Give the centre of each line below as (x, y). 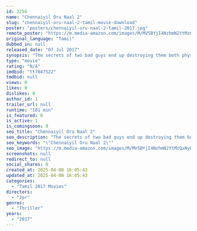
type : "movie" (23, 61)
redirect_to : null (28, 159)
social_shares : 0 (27, 165)
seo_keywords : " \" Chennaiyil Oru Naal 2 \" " (60, 143)
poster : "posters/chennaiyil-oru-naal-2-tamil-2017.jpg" (77, 28)
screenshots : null (28, 153)
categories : (21, 181)
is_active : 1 (22, 121)
